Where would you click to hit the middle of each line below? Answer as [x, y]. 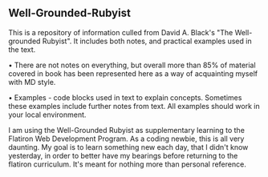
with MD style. [32, 82]
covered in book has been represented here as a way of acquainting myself [133, 73]
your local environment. [47, 115]
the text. [22, 49]
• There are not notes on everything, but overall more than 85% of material [132, 65]
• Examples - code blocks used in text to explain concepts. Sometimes [125, 97]
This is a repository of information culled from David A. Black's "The [121, 32]
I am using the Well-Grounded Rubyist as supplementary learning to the [126, 130]
